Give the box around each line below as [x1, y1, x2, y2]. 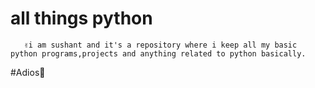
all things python [10, 7, 153, 30]
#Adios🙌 [10, 66, 46, 78]
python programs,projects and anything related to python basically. [10, 48, 307, 59]
